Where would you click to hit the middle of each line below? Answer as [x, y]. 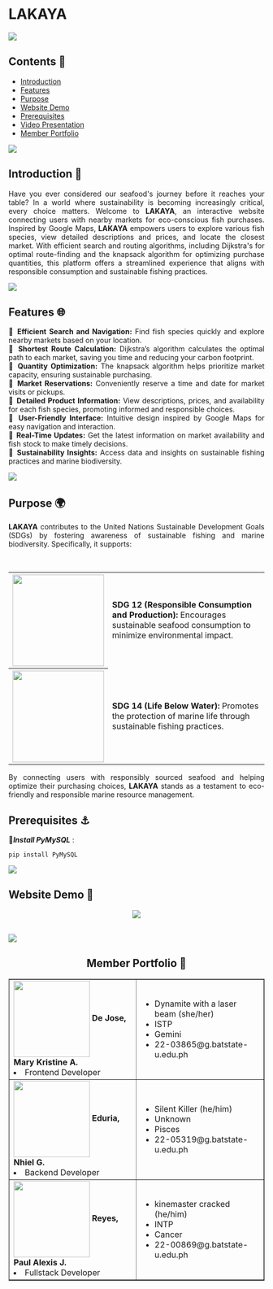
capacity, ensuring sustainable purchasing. [80, 375]
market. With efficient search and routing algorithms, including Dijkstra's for [136, 246]
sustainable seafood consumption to [182, 625]
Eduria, [106, 1118]
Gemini [168, 1034]
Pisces [167, 1129]
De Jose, [109, 1018]
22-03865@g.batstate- [201, 1044]
